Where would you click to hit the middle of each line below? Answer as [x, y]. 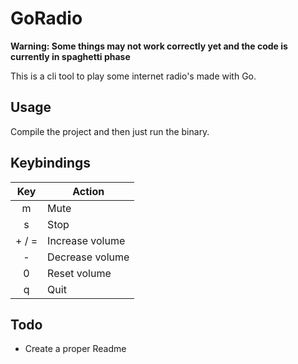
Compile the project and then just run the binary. [110, 131]
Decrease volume [88, 257]
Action [88, 191]
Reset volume [79, 273]
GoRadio [46, 18]
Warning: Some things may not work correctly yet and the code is [149, 46]
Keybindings [51, 163]
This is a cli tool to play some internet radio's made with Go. [133, 76]
